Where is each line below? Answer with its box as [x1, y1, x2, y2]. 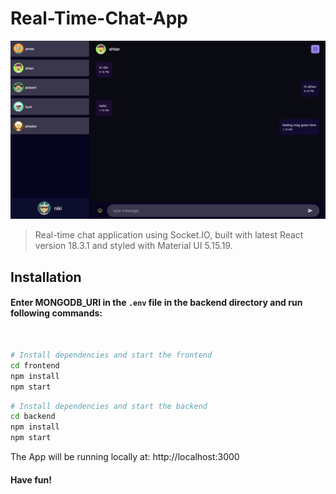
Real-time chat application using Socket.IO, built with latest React [34, 229, 304, 241]
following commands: [10, 307, 103, 319]
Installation [10, 268, 82, 286]
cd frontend [10, 360, 60, 371]
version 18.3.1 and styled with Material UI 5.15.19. [34, 240, 233, 252]
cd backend [10, 412, 56, 422]
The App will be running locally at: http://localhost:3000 [10, 451, 240, 462]
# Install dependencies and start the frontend [10, 350, 213, 360]
